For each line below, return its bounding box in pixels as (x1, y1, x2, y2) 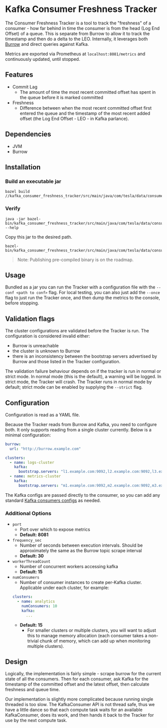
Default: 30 (19, 553, 44, 559)
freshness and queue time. (5, 687, 60, 693)
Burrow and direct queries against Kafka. (5, 41, 89, 47)
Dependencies (5, 130, 51, 139)
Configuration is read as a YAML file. (5, 412, 81, 418)
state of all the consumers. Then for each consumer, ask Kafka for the (5, 676, 149, 682)
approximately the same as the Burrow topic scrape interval (19, 548, 142, 554)
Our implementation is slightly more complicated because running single (5, 696, 154, 702)
